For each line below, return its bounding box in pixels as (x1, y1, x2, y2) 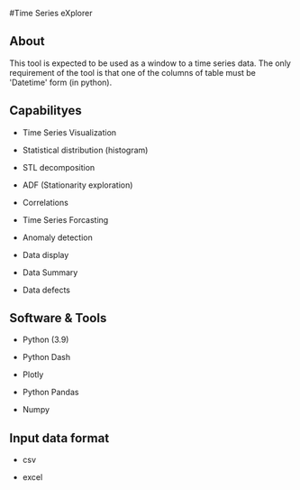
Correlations (22, 197, 69, 208)
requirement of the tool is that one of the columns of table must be (9, 67, 257, 78)
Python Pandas (22, 387, 79, 398)
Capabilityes (9, 103, 83, 118)
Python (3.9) (22, 334, 69, 346)
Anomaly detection (22, 232, 93, 243)
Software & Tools (9, 310, 107, 326)
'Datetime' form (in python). (9, 77, 113, 88)
